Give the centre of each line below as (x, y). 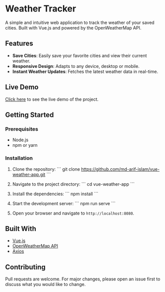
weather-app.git (29, 174)
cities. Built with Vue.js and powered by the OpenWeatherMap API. (73, 27)
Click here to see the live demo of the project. (52, 99)
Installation (19, 158)
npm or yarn (25, 145)
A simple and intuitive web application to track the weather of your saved (80, 22)
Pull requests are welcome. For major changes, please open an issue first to (83, 279)
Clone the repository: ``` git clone (46, 169)
